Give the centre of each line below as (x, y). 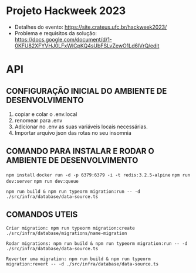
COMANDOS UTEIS (42, 215)
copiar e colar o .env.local (46, 114)
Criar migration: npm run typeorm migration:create (70, 228)
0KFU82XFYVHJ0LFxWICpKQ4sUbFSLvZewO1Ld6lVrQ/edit (87, 46)
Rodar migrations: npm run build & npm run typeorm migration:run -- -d (97, 243)
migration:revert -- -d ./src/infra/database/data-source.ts (82, 264)
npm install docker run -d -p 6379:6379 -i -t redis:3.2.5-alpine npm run (98, 175)
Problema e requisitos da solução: (56, 33)
